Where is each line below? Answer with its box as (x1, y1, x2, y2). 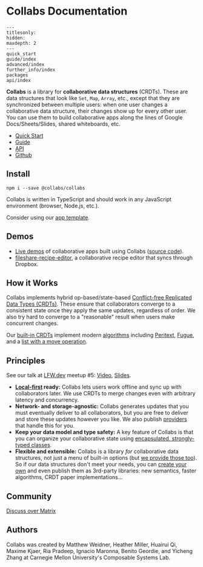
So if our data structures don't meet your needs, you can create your (15, 461, 187, 468)
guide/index (6, 56, 36, 62)
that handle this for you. (15, 422, 75, 429)
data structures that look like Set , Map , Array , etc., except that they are (6, 94, 180, 101)
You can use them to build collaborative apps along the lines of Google (6, 113, 183, 121)
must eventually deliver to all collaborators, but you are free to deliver (15, 409, 189, 417)
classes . (31, 441, 52, 449)
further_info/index (6, 67, 56, 73)
